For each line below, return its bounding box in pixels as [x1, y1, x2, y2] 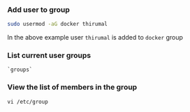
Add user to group [7, 5, 70, 15]
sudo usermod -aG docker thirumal [7, 21, 108, 28]
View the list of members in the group [7, 82, 138, 92]
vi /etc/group [7, 98, 49, 105]
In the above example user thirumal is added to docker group [7, 33, 184, 42]
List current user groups [7, 51, 92, 61]
